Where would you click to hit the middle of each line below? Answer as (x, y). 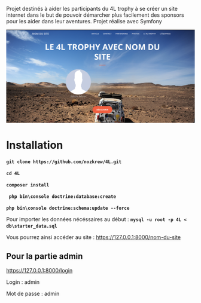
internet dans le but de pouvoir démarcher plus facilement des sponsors (95, 15)
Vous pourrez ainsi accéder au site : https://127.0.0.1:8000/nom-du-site (94, 237)
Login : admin (23, 282)
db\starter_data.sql (32, 227)
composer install (28, 185)
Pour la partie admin (45, 256)
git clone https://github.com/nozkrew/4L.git (64, 162)
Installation (35, 145)
